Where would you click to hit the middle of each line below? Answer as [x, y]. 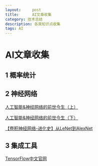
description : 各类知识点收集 [33, 24]
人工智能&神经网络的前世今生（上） [42, 107]
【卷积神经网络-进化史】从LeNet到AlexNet [49, 128]
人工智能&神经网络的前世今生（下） [42, 117]
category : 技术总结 [24, 19]
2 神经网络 [21, 94]
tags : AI [14, 29]
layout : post [23, 10]
